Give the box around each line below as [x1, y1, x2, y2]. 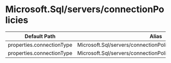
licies [5, 14, 28, 26]
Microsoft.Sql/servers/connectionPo [5, 4, 164, 15]
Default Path [24, 33, 56, 40]
